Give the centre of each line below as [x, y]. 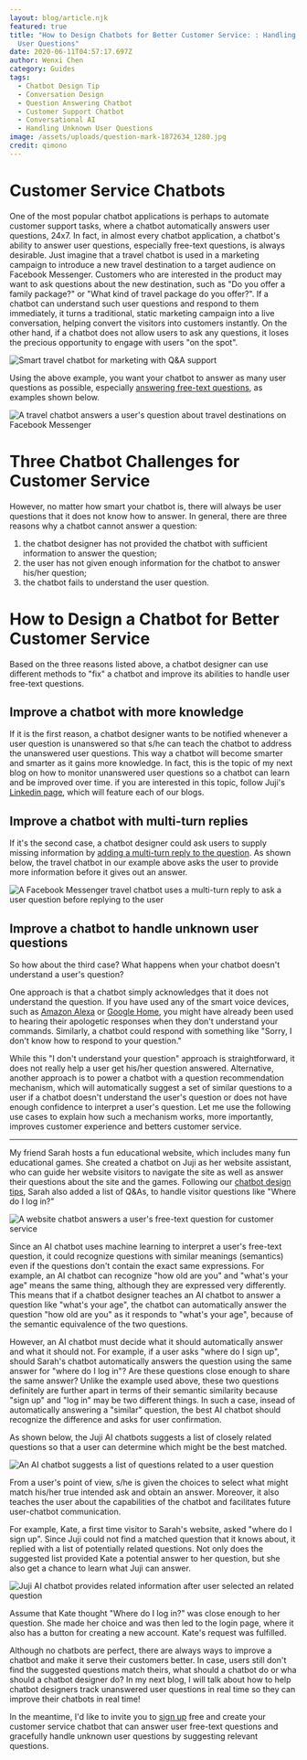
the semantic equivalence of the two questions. [99, 1324]
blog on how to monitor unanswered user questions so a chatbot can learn [150, 773]
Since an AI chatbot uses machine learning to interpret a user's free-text [146, 1246]
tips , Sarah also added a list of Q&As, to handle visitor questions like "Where [153, 1191]
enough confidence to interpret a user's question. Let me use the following [150, 1107]
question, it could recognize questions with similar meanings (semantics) [147, 1256]
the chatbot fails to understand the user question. [116, 582]
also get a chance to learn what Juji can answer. [101, 1568]
